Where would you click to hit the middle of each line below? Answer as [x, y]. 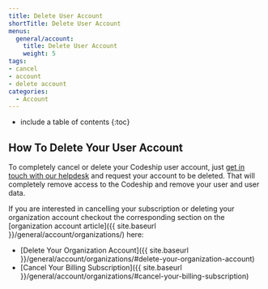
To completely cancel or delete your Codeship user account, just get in [127, 167]
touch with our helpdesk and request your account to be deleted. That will [132, 176]
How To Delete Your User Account [96, 147]
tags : [17, 62]
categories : [28, 91]
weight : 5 [40, 54]
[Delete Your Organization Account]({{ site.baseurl [104, 250]
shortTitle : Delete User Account [65, 24]
